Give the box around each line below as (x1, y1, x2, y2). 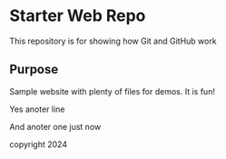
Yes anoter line (9, 104, 65, 114)
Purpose (9, 62, 59, 77)
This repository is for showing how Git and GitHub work (9, 35, 217, 46)
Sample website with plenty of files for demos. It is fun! (9, 85, 216, 96)
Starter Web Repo (9, 5, 146, 26)
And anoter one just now (9, 121, 102, 132)
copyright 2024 (9, 138, 68, 150)
